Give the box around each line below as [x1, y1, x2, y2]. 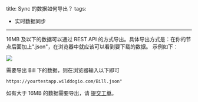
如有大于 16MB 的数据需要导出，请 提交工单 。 [6, 90, 117, 96]
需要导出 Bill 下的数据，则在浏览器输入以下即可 [6, 67, 120, 74]
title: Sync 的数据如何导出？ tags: [6, 5, 87, 12]
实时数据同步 [14, 18, 46, 25]
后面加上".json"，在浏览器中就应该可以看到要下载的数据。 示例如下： [11, 43, 179, 50]
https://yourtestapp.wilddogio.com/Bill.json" [6, 78, 123, 84]
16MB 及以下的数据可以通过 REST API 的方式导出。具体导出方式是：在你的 [6, 36, 186, 42]
